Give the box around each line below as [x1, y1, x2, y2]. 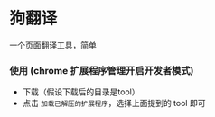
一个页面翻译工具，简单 [9, 40, 97, 50]
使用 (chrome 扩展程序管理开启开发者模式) [9, 64, 194, 76]
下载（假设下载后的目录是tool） [22, 86, 140, 97]
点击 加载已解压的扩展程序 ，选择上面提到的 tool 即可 [22, 98, 206, 109]
